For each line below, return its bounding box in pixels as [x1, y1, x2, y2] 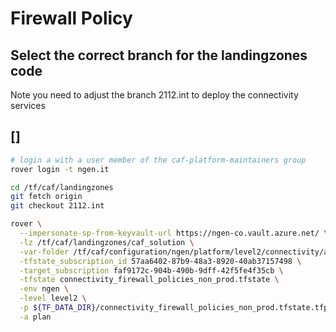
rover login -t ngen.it [10, 164, 110, 174]
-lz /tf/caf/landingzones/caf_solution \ [19, 237, 195, 247]
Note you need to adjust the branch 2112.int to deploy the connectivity [10, 89, 299, 101]
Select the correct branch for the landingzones [10, 47, 308, 64]
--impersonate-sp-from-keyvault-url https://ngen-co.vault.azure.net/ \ [19, 228, 329, 239]
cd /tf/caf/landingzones [10, 182, 114, 192]
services [10, 100, 46, 111]
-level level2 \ [19, 293, 87, 304]
